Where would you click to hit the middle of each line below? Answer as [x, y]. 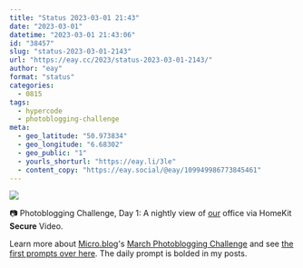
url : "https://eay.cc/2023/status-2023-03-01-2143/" [111, 60]
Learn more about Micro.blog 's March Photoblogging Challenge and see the [151, 244]
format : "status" [42, 77]
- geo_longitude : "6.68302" [71, 144]
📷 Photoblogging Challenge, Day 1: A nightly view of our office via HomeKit [151, 213]
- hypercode [40, 111]
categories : [32, 85]
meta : [20, 128]
